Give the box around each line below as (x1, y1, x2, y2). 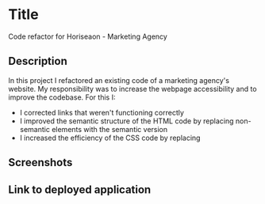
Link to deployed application (8, 183, 152, 196)
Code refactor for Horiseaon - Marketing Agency (8, 32, 168, 41)
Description (8, 55, 67, 68)
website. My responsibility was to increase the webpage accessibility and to (8, 84, 257, 93)
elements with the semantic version (51, 124, 168, 134)
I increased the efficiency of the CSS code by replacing (19, 133, 201, 142)
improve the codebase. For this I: (8, 93, 116, 102)
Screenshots (8, 156, 73, 169)
